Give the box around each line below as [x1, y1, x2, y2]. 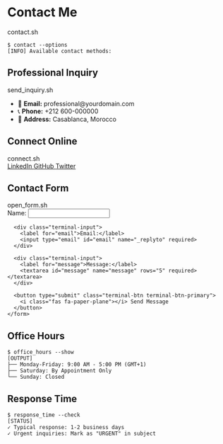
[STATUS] [7, 418, 33, 425]
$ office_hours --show [7, 348, 74, 356]
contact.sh [7, 28, 39, 36]
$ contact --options [7, 41, 68, 48]
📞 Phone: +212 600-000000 [17, 107, 99, 115]
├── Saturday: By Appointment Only [7, 368, 112, 375]
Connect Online [7, 135, 78, 147]
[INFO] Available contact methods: [7, 47, 112, 55]
